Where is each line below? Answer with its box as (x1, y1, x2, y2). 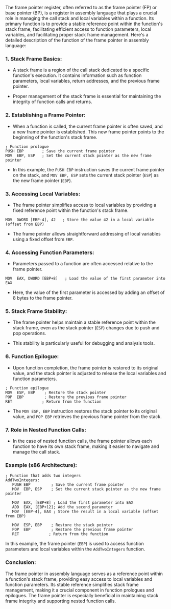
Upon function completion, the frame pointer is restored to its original (12, 364, 159, 371)
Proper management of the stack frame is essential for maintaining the (12, 93, 161, 100)
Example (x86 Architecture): (5, 462, 78, 468)
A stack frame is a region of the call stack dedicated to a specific (12, 67, 150, 73)
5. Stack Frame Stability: (5, 308, 67, 315)
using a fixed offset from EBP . (12, 236, 74, 242)
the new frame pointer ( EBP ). (12, 177, 72, 184)
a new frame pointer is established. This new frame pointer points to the (12, 128, 164, 135)
